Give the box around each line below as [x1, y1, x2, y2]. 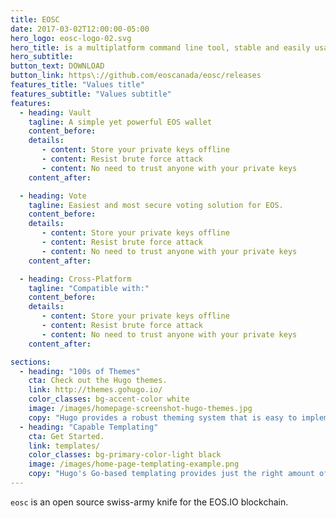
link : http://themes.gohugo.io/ [28, 385, 163, 395]
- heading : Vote [19, 191, 87, 201]
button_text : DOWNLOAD [10, 61, 105, 71]
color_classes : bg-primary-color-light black [28, 450, 222, 460]
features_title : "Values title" [10, 80, 145, 90]
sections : [10, 357, 52, 367]
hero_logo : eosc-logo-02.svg [10, 33, 132, 43]
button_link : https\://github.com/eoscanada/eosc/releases [10, 71, 262, 81]
